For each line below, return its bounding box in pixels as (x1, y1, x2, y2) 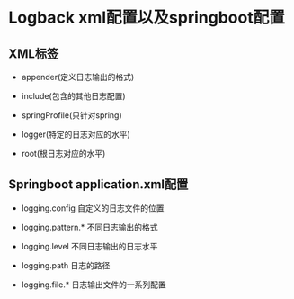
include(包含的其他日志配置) (21, 91, 127, 101)
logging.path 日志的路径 (21, 259, 111, 270)
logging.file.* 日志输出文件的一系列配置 (21, 279, 167, 290)
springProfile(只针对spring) (21, 110, 122, 121)
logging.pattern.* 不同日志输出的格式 (21, 222, 158, 232)
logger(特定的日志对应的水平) (21, 129, 131, 140)
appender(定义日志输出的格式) (21, 72, 135, 82)
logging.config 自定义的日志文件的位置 (21, 203, 165, 213)
